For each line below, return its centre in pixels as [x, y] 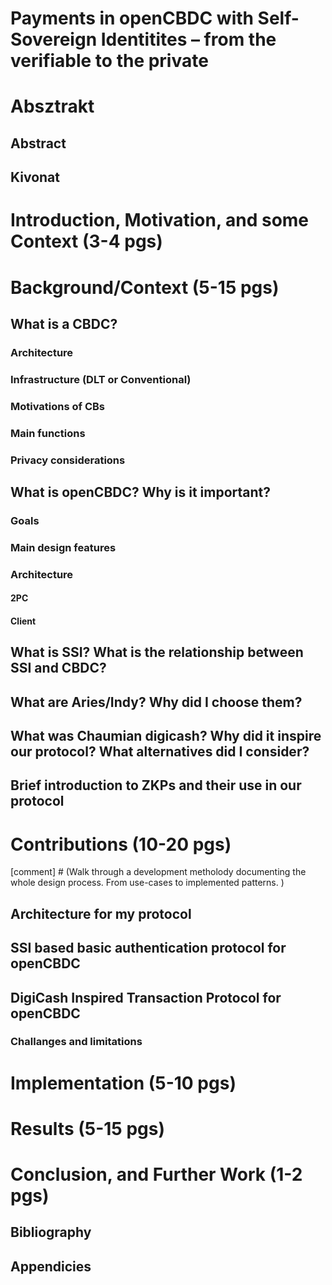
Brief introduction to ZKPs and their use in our [156, 785]
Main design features [63, 547]
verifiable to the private [109, 61]
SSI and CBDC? [58, 668]
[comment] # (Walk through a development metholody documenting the [158, 872]
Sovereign [54, 39]
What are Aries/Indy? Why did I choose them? [156, 702]
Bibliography [51, 1232]
